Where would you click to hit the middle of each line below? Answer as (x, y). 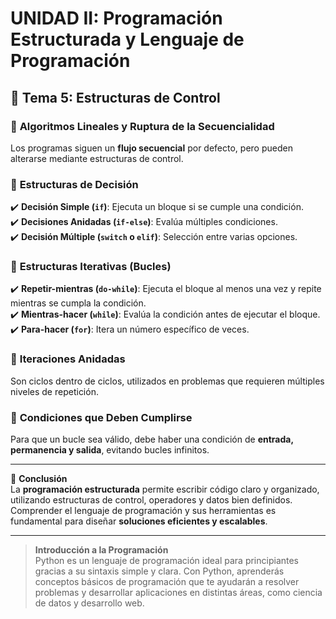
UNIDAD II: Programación (116, 18)
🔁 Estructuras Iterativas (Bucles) (91, 267)
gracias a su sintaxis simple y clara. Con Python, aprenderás (159, 571)
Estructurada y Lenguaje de (127, 39)
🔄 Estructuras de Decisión (74, 184)
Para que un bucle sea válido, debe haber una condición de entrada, (152, 439)
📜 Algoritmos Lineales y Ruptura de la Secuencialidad (142, 126)
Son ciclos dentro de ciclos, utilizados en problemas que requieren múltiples (167, 381)
